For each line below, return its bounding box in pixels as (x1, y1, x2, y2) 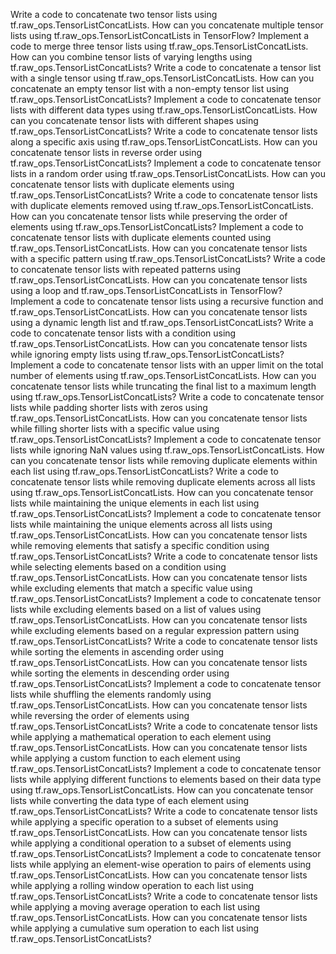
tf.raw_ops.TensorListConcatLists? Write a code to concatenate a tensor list (10, 62, 322, 73)
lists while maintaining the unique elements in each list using (10, 497, 260, 509)
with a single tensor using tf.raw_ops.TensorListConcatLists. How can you (10, 72, 315, 84)
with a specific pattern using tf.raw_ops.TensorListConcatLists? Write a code (10, 253, 326, 264)
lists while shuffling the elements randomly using (10, 689, 212, 700)
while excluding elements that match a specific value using (10, 582, 253, 594)
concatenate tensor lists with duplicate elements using (10, 179, 235, 190)
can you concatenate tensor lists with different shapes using (10, 115, 259, 126)
